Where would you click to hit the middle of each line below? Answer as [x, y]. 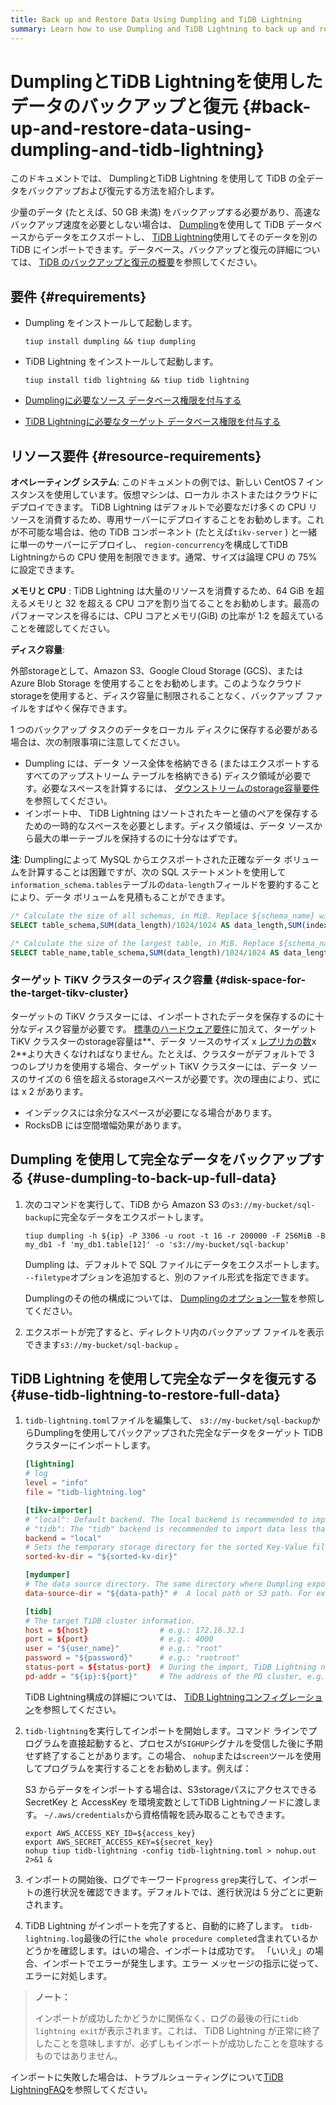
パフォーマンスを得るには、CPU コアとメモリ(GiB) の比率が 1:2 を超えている [167, 616]
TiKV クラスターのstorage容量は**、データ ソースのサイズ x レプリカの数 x [163, 1041]
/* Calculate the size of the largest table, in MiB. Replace [142, 943]
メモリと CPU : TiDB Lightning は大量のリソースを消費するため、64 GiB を [163, 591]
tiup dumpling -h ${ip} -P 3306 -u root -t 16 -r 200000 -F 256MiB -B [175, 1236]
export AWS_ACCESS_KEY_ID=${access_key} [110, 1833]
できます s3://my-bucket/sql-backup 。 [104, 1344]
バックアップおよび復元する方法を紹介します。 [123, 191]
